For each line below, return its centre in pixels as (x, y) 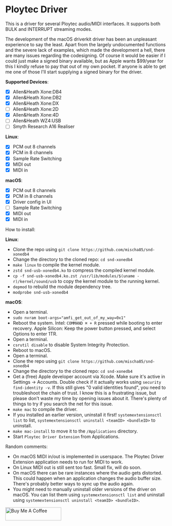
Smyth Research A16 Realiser (44, 126)
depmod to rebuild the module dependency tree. (62, 287)
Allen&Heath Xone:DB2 (37, 98)
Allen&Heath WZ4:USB (37, 121)
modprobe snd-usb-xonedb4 (40, 293)
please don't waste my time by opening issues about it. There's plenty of (90, 399)
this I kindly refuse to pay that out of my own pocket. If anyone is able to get (86, 66)
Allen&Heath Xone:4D (36, 115)
